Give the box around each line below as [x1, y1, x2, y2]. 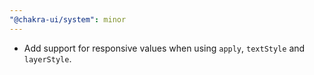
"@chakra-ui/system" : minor [9, 14, 127, 25]
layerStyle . [23, 52, 72, 65]
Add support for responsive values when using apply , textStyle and [23, 42, 306, 54]
